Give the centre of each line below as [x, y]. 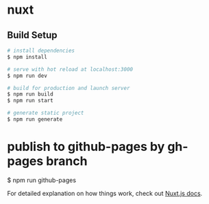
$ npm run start [30, 101]
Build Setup [32, 35]
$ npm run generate [35, 119]
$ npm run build [30, 94]
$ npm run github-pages [42, 180]
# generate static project [46, 113]
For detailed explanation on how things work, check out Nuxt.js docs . [105, 193]
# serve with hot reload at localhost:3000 [70, 69]
